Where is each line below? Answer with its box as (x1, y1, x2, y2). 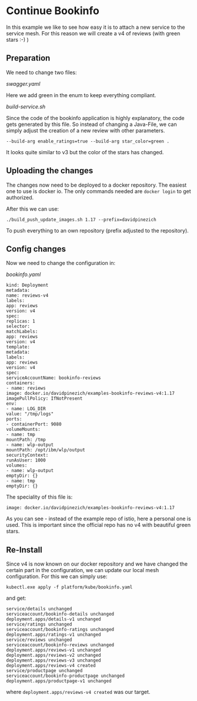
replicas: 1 (6, 318, 35, 324)
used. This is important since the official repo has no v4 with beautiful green (6, 521, 191, 529)
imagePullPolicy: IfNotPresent (6, 396, 83, 401)
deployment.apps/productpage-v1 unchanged (6, 678, 112, 684)
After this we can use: (6, 205, 59, 212)
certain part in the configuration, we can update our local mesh (6, 567, 159, 574)
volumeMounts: (6, 427, 41, 433)
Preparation (6, 53, 51, 63)
